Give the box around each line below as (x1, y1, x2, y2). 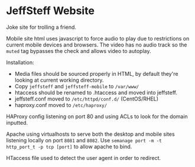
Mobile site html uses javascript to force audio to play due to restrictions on (6, 35, 190, 42)
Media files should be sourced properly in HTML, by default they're (14, 70, 178, 77)
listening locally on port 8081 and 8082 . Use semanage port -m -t (6, 136, 162, 143)
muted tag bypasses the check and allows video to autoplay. (6, 47, 151, 54)
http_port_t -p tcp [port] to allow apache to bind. (6, 143, 132, 150)
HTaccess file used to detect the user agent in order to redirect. (6, 154, 161, 161)
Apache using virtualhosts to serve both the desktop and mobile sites (6, 131, 175, 138)
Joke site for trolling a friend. (6, 24, 77, 31)
